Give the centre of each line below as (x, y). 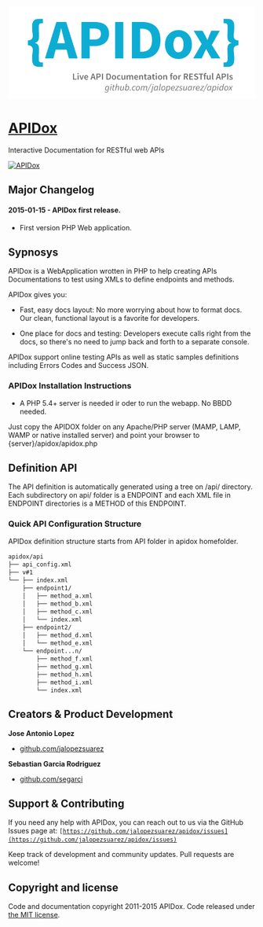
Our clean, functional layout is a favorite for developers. (110, 318)
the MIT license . (34, 915)
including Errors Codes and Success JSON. (79, 366)
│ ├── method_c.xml (57, 612)
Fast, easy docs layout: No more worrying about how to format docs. (131, 310)
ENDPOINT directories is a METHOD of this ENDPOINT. (97, 504)
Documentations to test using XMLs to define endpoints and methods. (121, 280)
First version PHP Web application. (75, 227)
